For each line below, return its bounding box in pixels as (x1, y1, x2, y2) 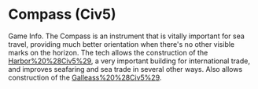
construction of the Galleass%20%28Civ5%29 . (8, 73, 162, 82)
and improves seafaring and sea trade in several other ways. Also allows (8, 64, 243, 73)
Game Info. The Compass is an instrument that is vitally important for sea (8, 31, 245, 41)
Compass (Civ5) (8, 5, 116, 23)
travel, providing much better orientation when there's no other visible (8, 39, 235, 48)
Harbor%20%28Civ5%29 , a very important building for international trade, (8, 56, 250, 66)
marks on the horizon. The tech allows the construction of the (8, 48, 208, 57)
